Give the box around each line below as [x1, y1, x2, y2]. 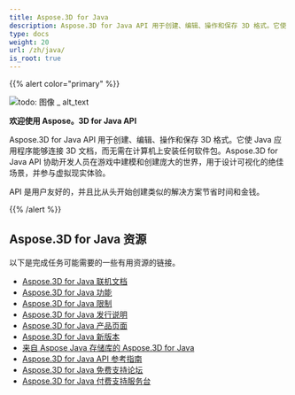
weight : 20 [9, 37, 50, 47]
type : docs [9, 29, 50, 38]
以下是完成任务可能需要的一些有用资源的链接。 [9, 257, 180, 267]
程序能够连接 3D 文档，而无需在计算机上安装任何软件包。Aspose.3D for [16, 145, 278, 156]
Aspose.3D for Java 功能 [21, 287, 113, 298]
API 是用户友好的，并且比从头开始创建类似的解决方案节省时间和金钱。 [9, 187, 265, 197]
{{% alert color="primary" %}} [9, 79, 120, 89]
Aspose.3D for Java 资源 [9, 232, 147, 247]
